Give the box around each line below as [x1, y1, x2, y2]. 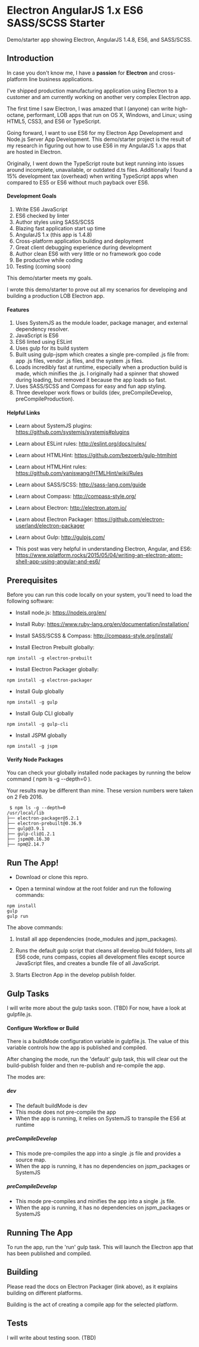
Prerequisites [7, 575, 58, 585]
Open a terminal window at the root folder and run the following [15, 885, 172, 892]
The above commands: [7, 924, 63, 931]
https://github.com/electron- [94, 516, 165, 523]
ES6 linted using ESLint [15, 338, 73, 346]
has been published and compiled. [7, 1250, 92, 1257]
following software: [7, 597, 54, 605]
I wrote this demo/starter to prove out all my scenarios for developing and [7, 286, 188, 293]
